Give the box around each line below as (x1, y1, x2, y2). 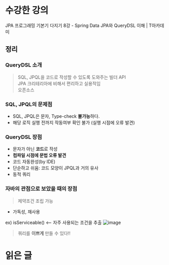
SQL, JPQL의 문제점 (5, 101, 52, 108)
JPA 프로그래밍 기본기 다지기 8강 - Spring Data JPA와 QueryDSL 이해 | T (5, 22, 152, 28)
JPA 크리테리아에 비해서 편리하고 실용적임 (17, 80, 101, 86)
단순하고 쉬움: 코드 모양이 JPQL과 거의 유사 (12, 165, 99, 171)
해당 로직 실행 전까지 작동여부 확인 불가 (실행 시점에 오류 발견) (12, 119, 136, 125)
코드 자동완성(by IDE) (12, 158, 56, 165)
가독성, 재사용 (12, 209, 41, 215)
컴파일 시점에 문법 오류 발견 (12, 152, 66, 158)
